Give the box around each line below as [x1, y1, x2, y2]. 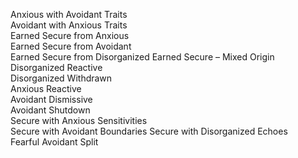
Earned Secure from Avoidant [10, 40, 132, 52]
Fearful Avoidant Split [10, 136, 99, 148]
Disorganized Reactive [10, 62, 103, 73]
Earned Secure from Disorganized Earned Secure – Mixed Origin [10, 51, 275, 63]
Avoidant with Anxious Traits [10, 19, 128, 31]
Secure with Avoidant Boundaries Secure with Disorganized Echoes [10, 125, 288, 137]
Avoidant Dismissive [10, 94, 93, 105]
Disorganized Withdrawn [10, 72, 113, 84]
